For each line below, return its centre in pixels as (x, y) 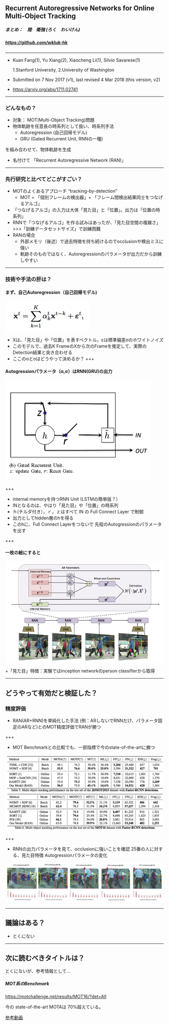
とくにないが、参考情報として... (38, 971)
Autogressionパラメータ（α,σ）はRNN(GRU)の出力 (59, 372)
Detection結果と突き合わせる (43, 352)
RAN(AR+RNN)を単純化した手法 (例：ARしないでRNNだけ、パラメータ (85, 721)
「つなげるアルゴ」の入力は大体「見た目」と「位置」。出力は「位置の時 (86, 210)
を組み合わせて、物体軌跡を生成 (38, 150)
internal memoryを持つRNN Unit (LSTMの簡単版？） (66, 499)
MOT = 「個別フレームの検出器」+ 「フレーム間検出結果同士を (85, 197)
